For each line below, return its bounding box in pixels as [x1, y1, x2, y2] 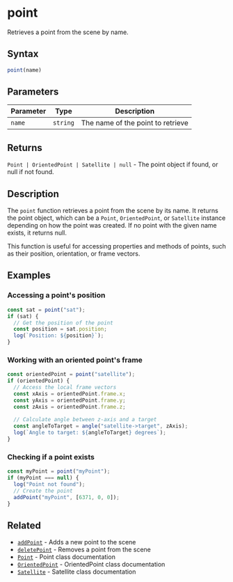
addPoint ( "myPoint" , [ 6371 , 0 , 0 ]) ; [13, 494, 120, 501]
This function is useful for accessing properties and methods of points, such [7, 242, 226, 251]
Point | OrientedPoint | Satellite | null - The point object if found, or [7, 160, 218, 168]
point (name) [7, 66, 42, 74]
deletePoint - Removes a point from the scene [17, 545, 151, 554]
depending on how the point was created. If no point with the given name [7, 221, 217, 230]
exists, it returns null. [7, 228, 67, 237]
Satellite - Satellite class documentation [17, 567, 136, 576]
